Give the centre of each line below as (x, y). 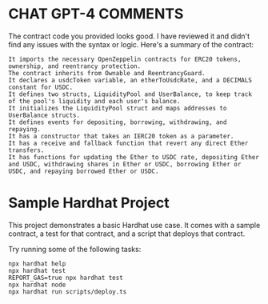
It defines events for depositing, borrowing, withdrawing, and (118, 122)
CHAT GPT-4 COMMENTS (96, 14)
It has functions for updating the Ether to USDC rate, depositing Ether (134, 157)
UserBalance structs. (44, 115)
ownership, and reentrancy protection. (75, 66)
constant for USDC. (41, 87)
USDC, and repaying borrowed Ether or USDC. (84, 171)
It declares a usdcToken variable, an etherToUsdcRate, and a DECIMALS (130, 80)
